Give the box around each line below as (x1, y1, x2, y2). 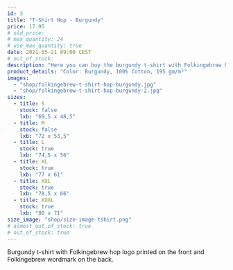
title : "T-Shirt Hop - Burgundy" (7, 17, 104, 24)
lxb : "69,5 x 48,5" (19, 113, 76, 120)
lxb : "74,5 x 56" (19, 152, 70, 159)
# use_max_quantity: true (7, 42, 82, 49)
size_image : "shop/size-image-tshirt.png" (7, 216, 132, 223)
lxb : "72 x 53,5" (19, 132, 70, 139)
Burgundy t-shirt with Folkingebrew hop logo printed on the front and (7, 248, 205, 256)
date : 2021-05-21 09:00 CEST (7, 49, 92, 56)
